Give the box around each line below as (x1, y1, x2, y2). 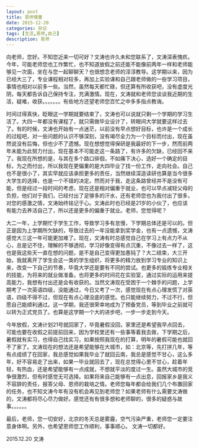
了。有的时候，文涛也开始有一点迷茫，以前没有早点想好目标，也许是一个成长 (6, 125, 193, 132)
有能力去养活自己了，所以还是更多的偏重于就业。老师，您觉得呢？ (6, 207, 167, 214)
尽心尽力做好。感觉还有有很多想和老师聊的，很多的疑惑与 (37, 395, 178, 402)
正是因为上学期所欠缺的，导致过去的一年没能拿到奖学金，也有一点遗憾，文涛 (6, 227, 193, 234)
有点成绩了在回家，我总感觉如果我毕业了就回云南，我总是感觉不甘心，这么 (6, 351, 188, 358)
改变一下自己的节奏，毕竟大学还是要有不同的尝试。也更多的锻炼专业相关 (16, 264, 193, 271)
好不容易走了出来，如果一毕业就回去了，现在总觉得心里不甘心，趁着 (16, 358, 182, 365)
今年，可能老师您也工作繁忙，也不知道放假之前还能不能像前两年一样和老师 (6, 61, 188, 68)
